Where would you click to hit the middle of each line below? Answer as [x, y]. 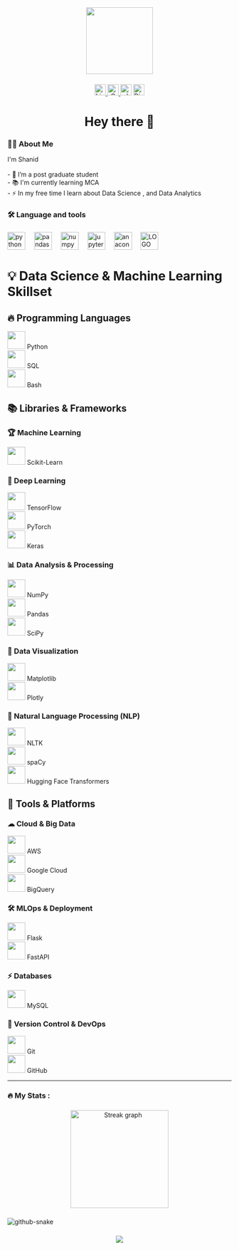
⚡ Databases [30, 976]
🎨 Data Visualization [43, 651]
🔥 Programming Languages [69, 318]
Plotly [35, 698]
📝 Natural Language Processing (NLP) [74, 716]
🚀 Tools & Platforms [52, 804]
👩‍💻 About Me [30, 144]
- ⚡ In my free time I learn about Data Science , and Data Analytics [104, 193]
